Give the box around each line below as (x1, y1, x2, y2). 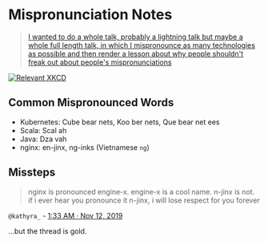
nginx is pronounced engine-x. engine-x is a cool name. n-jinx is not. (27, 187, 255, 196)
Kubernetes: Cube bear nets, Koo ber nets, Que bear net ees (19, 117, 220, 127)
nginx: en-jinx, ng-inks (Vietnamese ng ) (19, 142, 150, 152)
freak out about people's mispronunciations (27, 57, 172, 67)
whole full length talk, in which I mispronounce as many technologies (27, 40, 256, 49)
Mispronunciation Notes (8, 6, 173, 24)
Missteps (8, 166, 56, 179)
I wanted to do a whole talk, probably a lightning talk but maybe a (27, 32, 244, 41)
